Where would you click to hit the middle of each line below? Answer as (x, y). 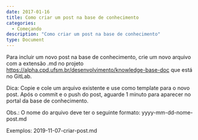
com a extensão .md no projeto (45, 63)
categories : (21, 23)
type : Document (25, 40)
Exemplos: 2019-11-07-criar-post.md (52, 131)
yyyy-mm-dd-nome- (167, 113)
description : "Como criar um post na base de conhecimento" (84, 34)
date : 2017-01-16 (28, 12)
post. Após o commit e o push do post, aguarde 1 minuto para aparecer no (99, 94)
